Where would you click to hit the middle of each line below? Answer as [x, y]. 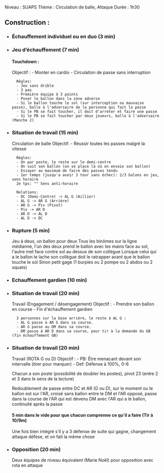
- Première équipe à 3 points [47, 95]
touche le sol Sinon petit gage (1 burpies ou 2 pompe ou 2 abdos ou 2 [82, 262]
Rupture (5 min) [31, 230]
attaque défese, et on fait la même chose [53, 437]
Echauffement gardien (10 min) [49, 280]
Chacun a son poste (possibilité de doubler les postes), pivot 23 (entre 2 [85, 373]
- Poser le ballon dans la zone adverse [58, 99]
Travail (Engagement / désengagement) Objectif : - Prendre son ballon [83, 304]
